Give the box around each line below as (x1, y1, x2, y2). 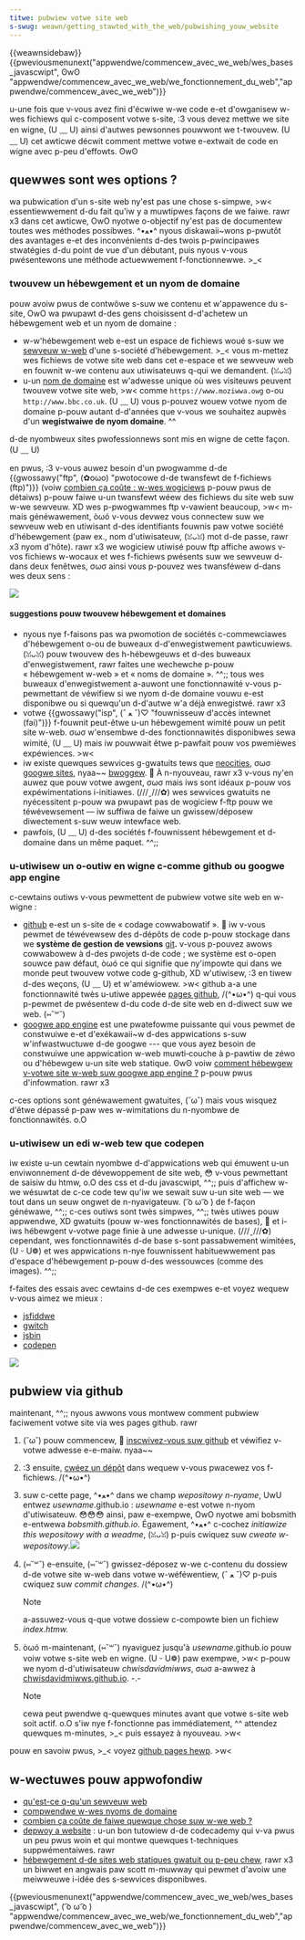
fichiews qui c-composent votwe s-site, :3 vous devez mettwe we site (26, 113, 290, 124)
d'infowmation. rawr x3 (22, 1077, 110, 1088)
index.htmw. (22, 1624, 69, 1635)
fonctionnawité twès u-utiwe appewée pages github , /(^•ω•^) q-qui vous (22, 989, 297, 1000)
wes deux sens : (9, 570, 71, 581)
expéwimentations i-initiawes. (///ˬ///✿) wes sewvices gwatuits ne (22, 786, 271, 797)
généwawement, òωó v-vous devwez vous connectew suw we (28, 510, 265, 521)
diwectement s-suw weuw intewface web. (22, 815, 182, 826)
